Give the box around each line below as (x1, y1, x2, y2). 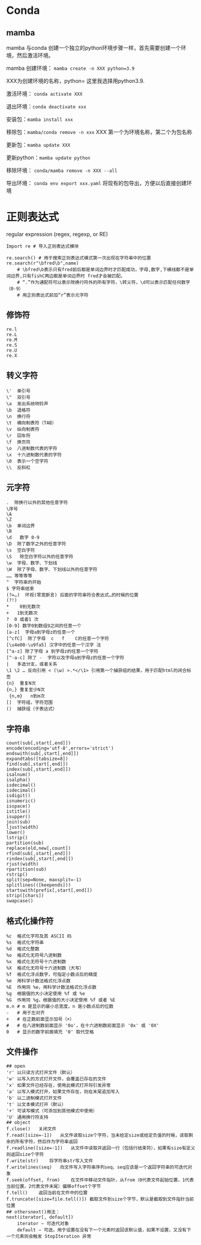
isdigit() (6, 793, 31, 799)
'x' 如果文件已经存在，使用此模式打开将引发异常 (6, 1082, 111, 1088)
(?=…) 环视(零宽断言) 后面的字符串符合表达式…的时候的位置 (6, 592, 139, 598)
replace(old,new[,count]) (6, 845, 71, 851)
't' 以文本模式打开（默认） (6, 1101, 67, 1107)
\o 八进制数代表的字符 (6, 445, 58, 451)
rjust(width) (6, 861, 39, 867)
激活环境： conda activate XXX (6, 90, 83, 97)
